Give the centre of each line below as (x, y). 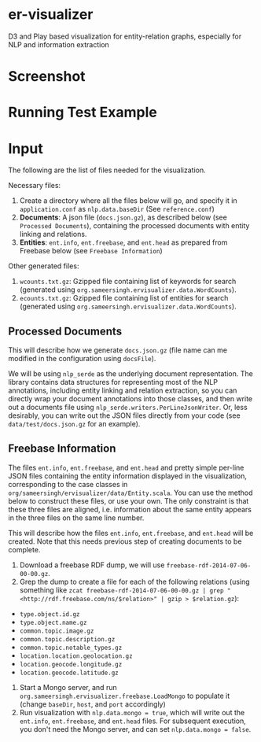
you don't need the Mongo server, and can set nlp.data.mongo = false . (135, 729)
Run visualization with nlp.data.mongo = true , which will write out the (132, 712)
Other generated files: (44, 266)
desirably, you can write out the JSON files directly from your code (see (125, 415)
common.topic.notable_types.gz (71, 648)
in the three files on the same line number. (76, 518)
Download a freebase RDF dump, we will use (92, 565)
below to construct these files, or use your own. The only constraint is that (129, 500)
